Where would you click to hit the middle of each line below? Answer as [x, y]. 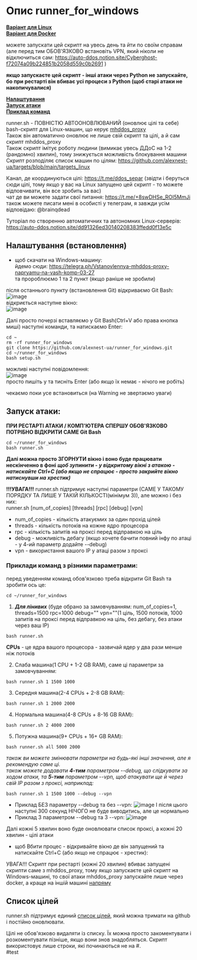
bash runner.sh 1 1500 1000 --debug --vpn [59, 794]
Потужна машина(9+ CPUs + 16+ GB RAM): [68, 736]
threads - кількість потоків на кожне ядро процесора [81, 525]
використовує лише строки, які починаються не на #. [74, 946]
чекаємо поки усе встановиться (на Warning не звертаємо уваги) [89, 392]
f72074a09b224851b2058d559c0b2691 [55, 64]
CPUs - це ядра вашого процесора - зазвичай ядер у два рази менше [94, 647]
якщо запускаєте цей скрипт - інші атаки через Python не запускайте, [97, 75]
